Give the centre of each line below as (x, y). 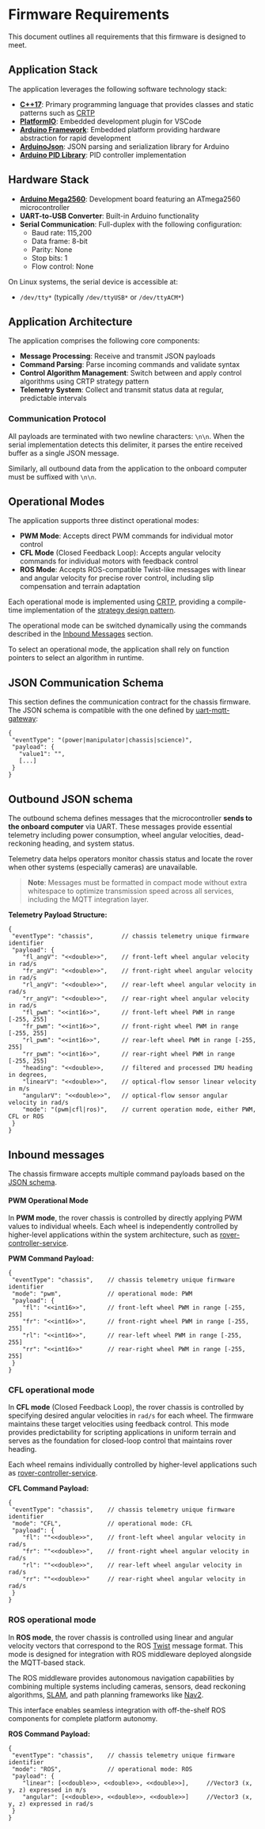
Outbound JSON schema (70, 799)
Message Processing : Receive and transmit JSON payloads (117, 356)
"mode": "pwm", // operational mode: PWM (102, 1294)
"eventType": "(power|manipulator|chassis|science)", (102, 740)
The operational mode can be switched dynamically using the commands (128, 626)
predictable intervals (53, 399)
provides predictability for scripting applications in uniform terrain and (122, 1433)
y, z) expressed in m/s (47, 1790)
